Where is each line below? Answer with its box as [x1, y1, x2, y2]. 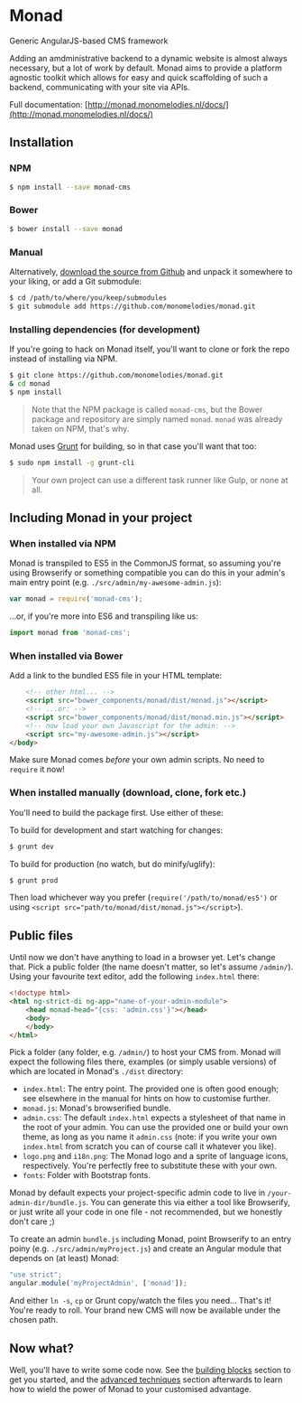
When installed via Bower [9, 650, 124, 662]
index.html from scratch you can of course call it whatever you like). [22, 1141, 277, 1152]
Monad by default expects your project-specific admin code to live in [9, 1187, 266, 1198]
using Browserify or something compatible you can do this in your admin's [9, 567, 286, 578]
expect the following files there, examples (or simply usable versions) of [9, 1056, 277, 1067]
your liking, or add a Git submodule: [9, 276, 142, 286]
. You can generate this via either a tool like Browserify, [86, 1197, 290, 1208]
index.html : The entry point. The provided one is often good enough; [22, 1083, 279, 1094]
